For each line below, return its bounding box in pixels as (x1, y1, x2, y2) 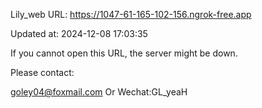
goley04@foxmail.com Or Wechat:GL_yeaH (10, 86, 188, 98)
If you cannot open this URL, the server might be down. (10, 47, 238, 59)
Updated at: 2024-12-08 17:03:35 (10, 28, 148, 39)
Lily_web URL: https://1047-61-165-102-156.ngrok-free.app (10, 9, 252, 20)
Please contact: (10, 67, 75, 78)
